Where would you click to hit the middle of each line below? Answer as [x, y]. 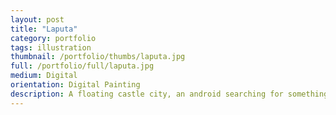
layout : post [37, 19]
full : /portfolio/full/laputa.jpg [82, 66]
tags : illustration [51, 47]
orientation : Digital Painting [75, 85]
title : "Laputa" [44, 29]
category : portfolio [53, 38]
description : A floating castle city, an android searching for [147, 94]
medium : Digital [44, 76]
